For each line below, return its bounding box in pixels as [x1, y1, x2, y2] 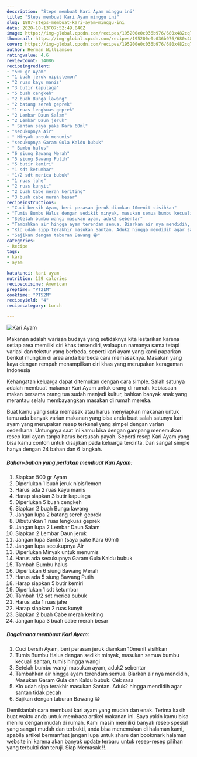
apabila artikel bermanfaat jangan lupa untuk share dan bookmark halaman [6, 731, 187, 738]
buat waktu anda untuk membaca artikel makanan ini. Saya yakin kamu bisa [6, 712, 189, 719]
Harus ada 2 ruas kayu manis [15, 486, 85, 493]
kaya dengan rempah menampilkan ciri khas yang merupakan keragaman [6, 360, 184, 367]
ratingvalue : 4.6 [6, 52, 49, 58]
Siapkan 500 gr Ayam [15, 474, 67, 481]
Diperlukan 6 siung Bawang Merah [15, 567, 99, 574]
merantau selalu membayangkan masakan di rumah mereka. [6, 397, 152, 404]
